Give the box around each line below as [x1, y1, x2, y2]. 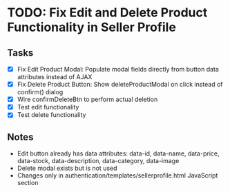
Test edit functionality [17, 103, 79, 111]
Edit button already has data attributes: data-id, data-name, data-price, [17, 149, 220, 158]
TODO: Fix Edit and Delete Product [7, 5, 208, 21]
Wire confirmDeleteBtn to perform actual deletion [17, 95, 158, 104]
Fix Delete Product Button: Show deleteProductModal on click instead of [17, 81, 223, 89]
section [17, 179, 39, 187]
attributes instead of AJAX [17, 73, 93, 81]
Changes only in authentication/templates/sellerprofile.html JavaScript [17, 171, 218, 180]
